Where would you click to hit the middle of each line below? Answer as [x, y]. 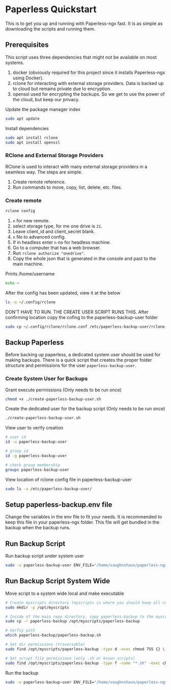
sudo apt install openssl [33, 142]
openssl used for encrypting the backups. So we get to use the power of [89, 94]
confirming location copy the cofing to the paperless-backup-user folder [82, 317]
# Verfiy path [20, 630]
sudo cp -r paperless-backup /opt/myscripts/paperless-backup [73, 621]
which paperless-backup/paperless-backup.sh [53, 635]
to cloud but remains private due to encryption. [62, 89]
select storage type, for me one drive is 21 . [58, 226]
